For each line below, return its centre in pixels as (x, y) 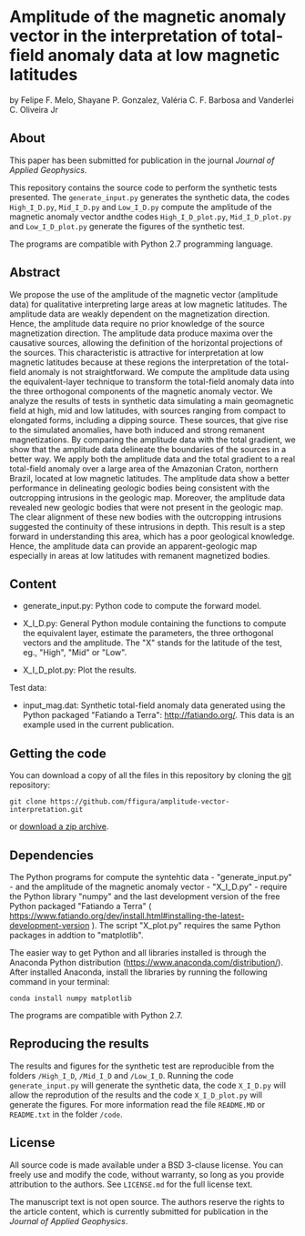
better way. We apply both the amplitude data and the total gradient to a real (152, 459)
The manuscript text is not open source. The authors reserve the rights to (147, 1201)
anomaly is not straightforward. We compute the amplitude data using (158, 371)
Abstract (35, 273)
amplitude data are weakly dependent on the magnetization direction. (140, 314)
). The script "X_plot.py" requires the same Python (186, 925)
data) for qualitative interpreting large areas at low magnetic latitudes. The (148, 304)
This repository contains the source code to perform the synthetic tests (143, 187)
